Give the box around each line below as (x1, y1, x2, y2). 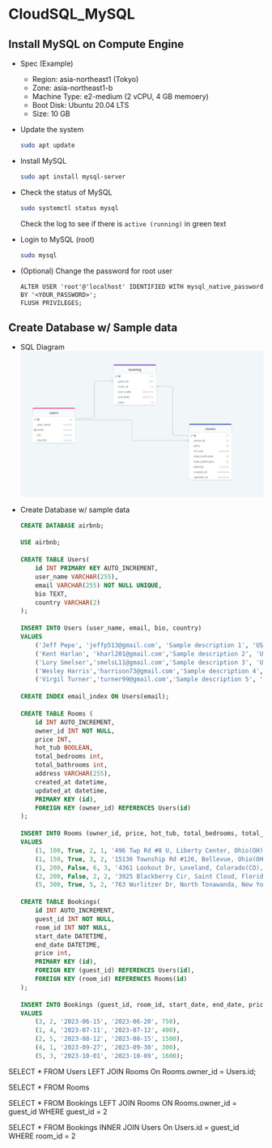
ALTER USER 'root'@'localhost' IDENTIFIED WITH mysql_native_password (19, 282, 264, 290)
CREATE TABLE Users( (19, 556, 90, 564)
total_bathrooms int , (35, 761, 108, 769)
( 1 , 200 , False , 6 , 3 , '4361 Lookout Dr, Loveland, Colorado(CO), (35, 863, 264, 872)
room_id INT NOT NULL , (35, 923, 112, 931)
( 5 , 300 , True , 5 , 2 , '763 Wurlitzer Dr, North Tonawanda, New (35, 881, 253, 889)
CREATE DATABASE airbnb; (19, 521, 104, 530)
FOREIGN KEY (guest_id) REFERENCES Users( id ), (35, 966, 195, 974)
